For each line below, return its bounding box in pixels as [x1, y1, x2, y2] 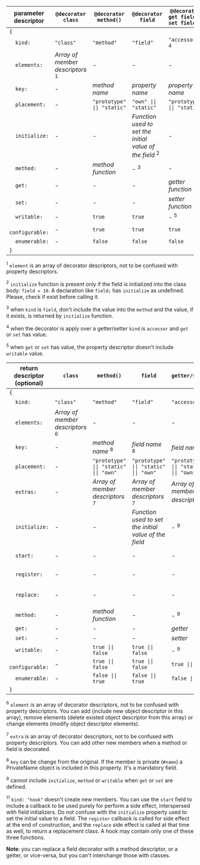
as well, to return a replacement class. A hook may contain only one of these [6, 827, 194, 835]
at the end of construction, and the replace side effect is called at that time [6, 821, 190, 828]
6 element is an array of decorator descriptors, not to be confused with [6, 700, 179, 708]
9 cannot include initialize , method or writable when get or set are [6, 776, 173, 784]
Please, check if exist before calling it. [6, 293, 99, 300]
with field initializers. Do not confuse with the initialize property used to [6, 808, 187, 815]
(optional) [14, 379, 43, 387]
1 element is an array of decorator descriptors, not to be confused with [6, 261, 178, 269]
